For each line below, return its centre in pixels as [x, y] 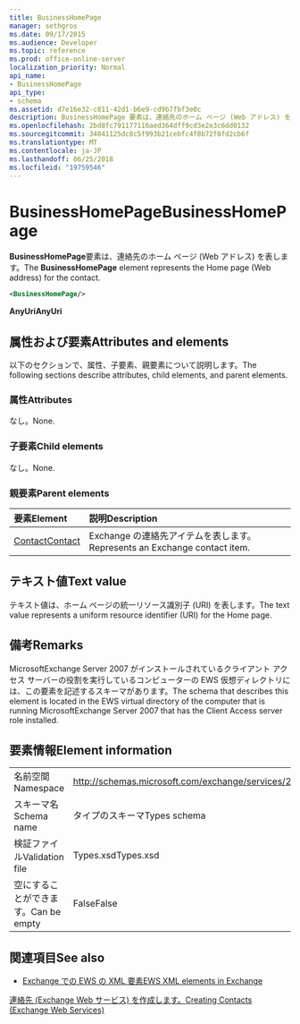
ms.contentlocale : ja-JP [55, 150]
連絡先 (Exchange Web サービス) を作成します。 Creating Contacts [131, 1000]
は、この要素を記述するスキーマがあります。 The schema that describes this [149, 691]
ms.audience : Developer [54, 43]
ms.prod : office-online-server [67, 59]
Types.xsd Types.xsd [116, 856]
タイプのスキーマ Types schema [139, 815]
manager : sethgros [43, 26]
